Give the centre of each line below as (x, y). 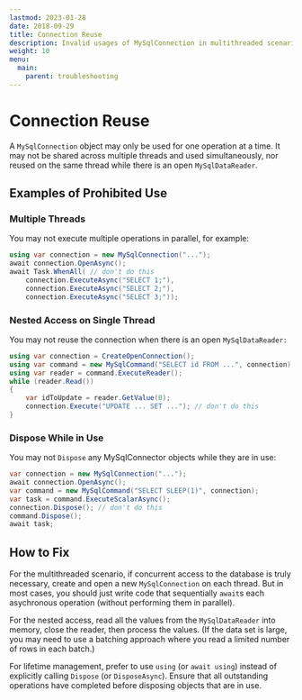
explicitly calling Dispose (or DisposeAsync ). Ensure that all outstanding (139, 676)
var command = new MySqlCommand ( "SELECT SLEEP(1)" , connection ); (134, 491)
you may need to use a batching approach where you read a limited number (150, 640)
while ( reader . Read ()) (52, 381)
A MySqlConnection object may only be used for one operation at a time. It (145, 146)
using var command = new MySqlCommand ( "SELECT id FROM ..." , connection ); (152, 364)
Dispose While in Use (57, 438)
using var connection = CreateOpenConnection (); (102, 356)
